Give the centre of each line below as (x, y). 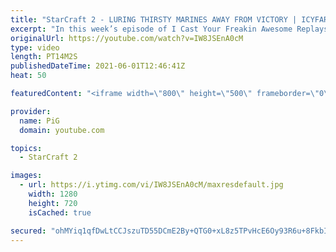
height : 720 (53, 203)
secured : (28, 231)
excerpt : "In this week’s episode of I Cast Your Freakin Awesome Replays (169, 29)
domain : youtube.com (62, 130)
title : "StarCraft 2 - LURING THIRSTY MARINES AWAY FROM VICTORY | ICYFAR (169, 19)
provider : (31, 111)
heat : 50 (28, 76)
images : (26, 176)
